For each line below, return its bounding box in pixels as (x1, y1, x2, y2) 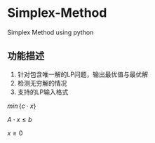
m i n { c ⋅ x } (7, 102, 36, 110)
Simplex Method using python (7, 28, 94, 36)
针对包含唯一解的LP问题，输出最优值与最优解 (17, 70, 149, 79)
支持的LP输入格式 (17, 88, 69, 96)
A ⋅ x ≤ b (7, 115, 32, 123)
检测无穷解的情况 (17, 79, 67, 87)
